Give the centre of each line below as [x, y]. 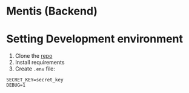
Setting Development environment [95, 39]
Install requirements [40, 63]
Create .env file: [35, 69]
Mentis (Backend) [52, 11]
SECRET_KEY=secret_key [35, 80]
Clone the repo [34, 56]
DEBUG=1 [16, 85]
